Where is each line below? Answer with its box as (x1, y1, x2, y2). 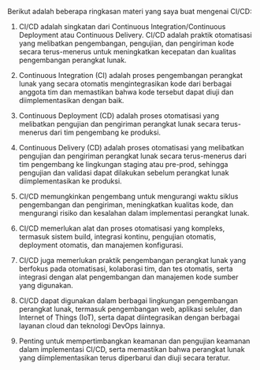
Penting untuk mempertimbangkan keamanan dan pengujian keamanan (18, 336, 251, 346)
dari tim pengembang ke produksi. (49, 128, 162, 137)
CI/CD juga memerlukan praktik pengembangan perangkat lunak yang (18, 256, 247, 265)
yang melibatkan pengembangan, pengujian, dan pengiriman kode (18, 39, 234, 48)
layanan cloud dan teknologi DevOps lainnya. (18, 321, 165, 330)
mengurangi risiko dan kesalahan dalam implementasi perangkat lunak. (18, 209, 250, 217)
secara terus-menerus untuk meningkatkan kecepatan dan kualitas (18, 47, 237, 56)
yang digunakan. (18, 281, 74, 290)
